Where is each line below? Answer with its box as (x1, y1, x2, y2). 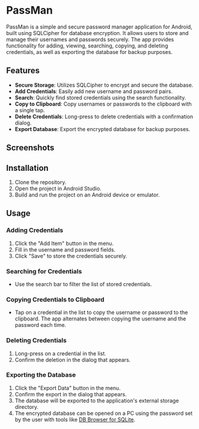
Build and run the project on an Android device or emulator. (14, 191, 160, 198)
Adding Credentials (6, 226, 64, 234)
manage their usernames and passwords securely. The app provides (6, 36, 174, 43)
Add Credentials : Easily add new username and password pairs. (14, 87, 173, 95)
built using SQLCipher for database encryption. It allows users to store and (6, 29, 189, 36)
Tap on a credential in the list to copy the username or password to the (14, 309, 188, 316)
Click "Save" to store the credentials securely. (14, 252, 128, 259)
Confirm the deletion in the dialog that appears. (14, 356, 131, 363)
